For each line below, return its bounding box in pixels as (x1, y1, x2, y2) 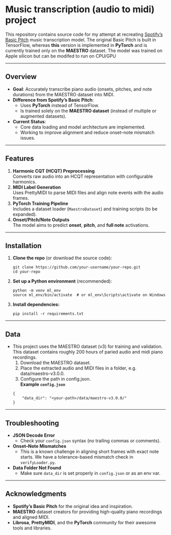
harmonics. (12, 178, 37, 184)
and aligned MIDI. (12, 514, 50, 520)
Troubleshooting (5, 419, 60, 427)
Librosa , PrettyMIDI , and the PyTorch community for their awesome (12, 519, 156, 525)
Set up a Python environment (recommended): (12, 278, 112, 284)
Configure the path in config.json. (20, 376, 91, 382)
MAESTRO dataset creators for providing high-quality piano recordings (12, 509, 162, 515)
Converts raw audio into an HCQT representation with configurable (12, 173, 153, 179)
